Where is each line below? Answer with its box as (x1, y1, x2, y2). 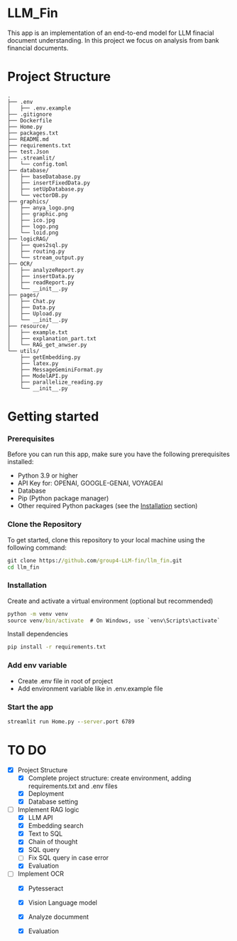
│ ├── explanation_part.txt (7, 335, 97, 342)
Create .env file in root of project (17, 676, 114, 685)
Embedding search (28, 821, 84, 830)
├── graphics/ (7, 198, 50, 205)
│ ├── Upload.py (7, 310, 62, 317)
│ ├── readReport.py (7, 279, 75, 286)
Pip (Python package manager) (17, 494, 109, 503)
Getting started (7, 409, 99, 425)
